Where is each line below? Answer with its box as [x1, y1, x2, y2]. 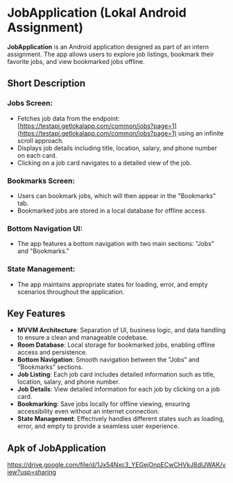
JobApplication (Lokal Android [7, 5, 187, 21]
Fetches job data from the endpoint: [17, 114, 120, 122]
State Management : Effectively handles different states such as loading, [17, 415, 225, 423]
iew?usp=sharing [7, 468, 57, 477]
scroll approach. [17, 136, 64, 145]
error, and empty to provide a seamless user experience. [17, 422, 180, 430]
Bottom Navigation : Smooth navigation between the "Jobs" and [17, 356, 200, 364]
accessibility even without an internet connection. [17, 407, 159, 416]
